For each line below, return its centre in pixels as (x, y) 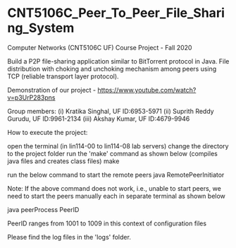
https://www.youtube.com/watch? (147, 90)
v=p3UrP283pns (31, 98)
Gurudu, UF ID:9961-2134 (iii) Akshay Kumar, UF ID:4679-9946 (99, 119)
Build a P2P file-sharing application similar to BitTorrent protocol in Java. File (118, 61)
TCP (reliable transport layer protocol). (63, 76)
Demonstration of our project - (52, 90)
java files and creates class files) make (63, 161)
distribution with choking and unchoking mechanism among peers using (112, 69)
